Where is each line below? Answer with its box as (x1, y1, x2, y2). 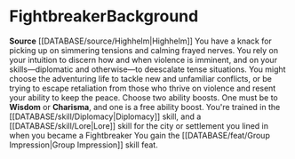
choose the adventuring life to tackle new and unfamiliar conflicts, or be (9, 73, 273, 83)
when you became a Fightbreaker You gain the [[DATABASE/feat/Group (9, 130, 271, 140)
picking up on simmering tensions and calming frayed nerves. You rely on (9, 44, 278, 55)
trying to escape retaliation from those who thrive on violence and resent (9, 83, 276, 93)
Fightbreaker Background (9, 6, 199, 27)
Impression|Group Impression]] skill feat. (9, 139, 158, 150)
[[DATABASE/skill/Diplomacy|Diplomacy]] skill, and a (9, 111, 202, 122)
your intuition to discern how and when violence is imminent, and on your (9, 54, 278, 65)
